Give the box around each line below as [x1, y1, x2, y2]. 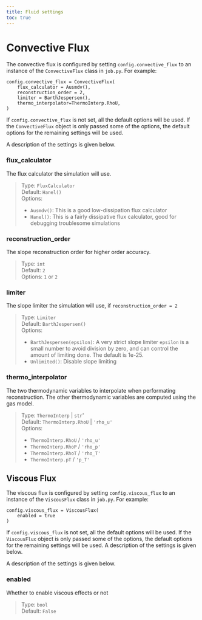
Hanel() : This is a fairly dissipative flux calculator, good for [30, 213, 177, 220]
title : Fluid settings [6, 9, 64, 15]
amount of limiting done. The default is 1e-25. [30, 351, 144, 359]
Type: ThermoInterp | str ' [21, 412, 84, 419]
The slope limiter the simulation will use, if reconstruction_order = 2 [6, 302, 178, 309]
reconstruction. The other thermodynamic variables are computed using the [6, 393, 196, 401]
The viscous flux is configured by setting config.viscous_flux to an [6, 489, 175, 497]
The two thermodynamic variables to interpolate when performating [6, 387, 176, 394]
